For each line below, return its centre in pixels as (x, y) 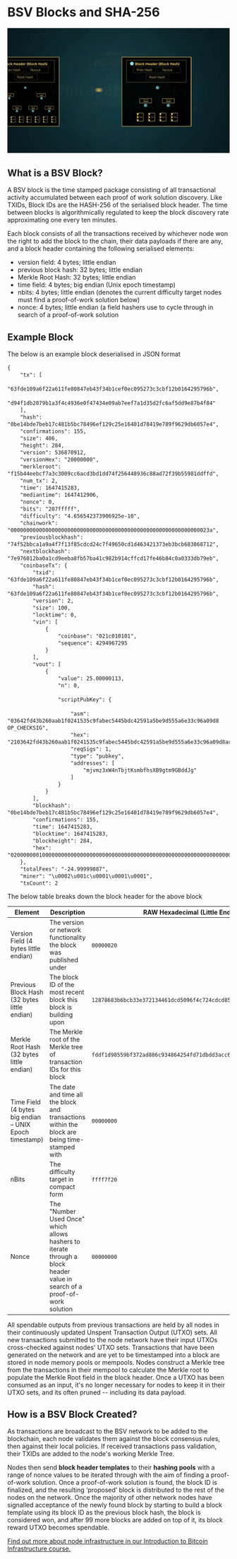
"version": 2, (53, 601)
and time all (66, 1094)
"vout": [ (47, 664)
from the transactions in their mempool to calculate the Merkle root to (108, 1370)
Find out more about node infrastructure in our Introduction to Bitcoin (108, 1541)
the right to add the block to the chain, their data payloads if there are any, (115, 241)
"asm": (80, 714)
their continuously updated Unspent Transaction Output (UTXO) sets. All (112, 1332)
